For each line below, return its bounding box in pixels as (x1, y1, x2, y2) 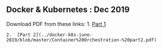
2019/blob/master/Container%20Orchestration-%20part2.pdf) (6, 37, 157, 43)
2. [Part (6, 32, 31, 38)
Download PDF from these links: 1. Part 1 (6, 20, 106, 27)
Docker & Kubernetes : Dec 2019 (6, 5, 130, 15)
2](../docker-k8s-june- (32, 32, 93, 38)
